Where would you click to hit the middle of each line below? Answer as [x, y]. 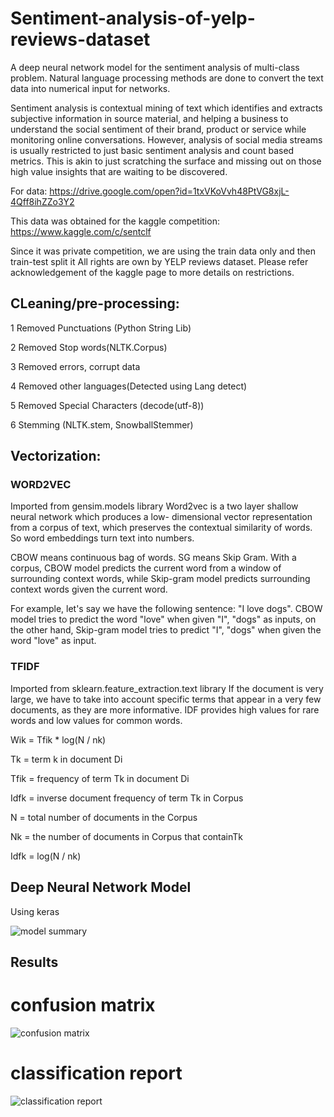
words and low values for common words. [96, 720]
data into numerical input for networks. [90, 88]
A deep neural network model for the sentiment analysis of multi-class [155, 67]
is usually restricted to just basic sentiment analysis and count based [152, 150]
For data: [29, 191]
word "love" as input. [53, 641]
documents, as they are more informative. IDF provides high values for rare [165, 709]
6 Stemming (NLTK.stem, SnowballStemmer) [102, 424]
